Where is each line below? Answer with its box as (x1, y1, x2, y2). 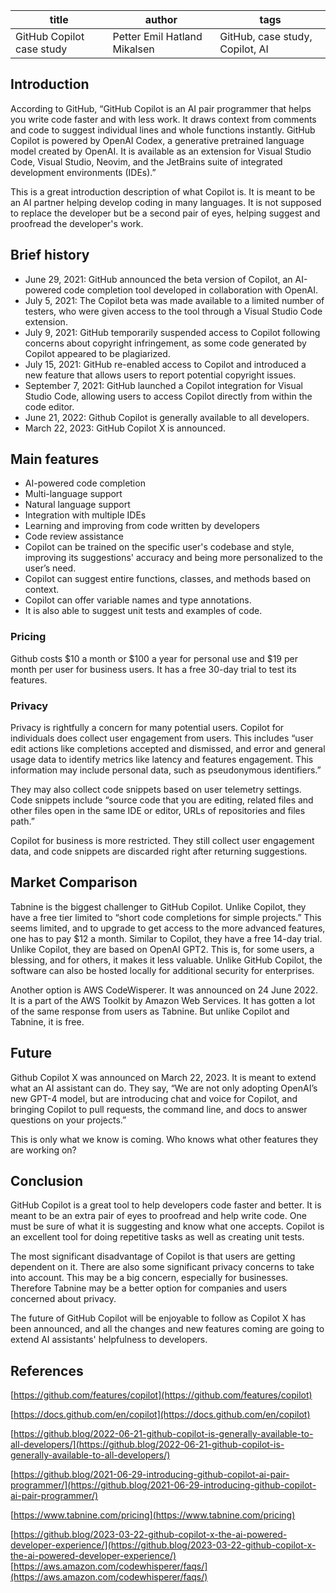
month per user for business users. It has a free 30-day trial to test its (10, 663, 297, 675)
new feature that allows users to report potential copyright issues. (24, 369, 297, 381)
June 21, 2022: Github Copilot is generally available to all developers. (24, 411, 310, 423)
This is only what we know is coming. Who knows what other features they (10, 1133, 319, 1145)
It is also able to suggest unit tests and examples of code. (24, 605, 263, 617)
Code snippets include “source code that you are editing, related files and (10, 794, 314, 806)
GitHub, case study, (219, 30, 313, 43)
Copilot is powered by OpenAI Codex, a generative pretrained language (10, 134, 305, 146)
